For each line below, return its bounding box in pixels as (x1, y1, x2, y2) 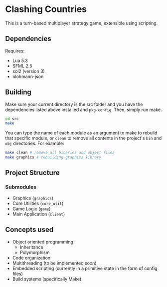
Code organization (12, 254, 51, 260)
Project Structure (5, 168, 60, 177)
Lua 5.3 (12, 57, 28, 63)
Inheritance (19, 244, 43, 250)
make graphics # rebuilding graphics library (5, 155, 101, 160)
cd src (5, 116, 19, 121)
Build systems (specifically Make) (12, 276, 82, 282)
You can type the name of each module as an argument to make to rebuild (5, 130, 158, 136)
